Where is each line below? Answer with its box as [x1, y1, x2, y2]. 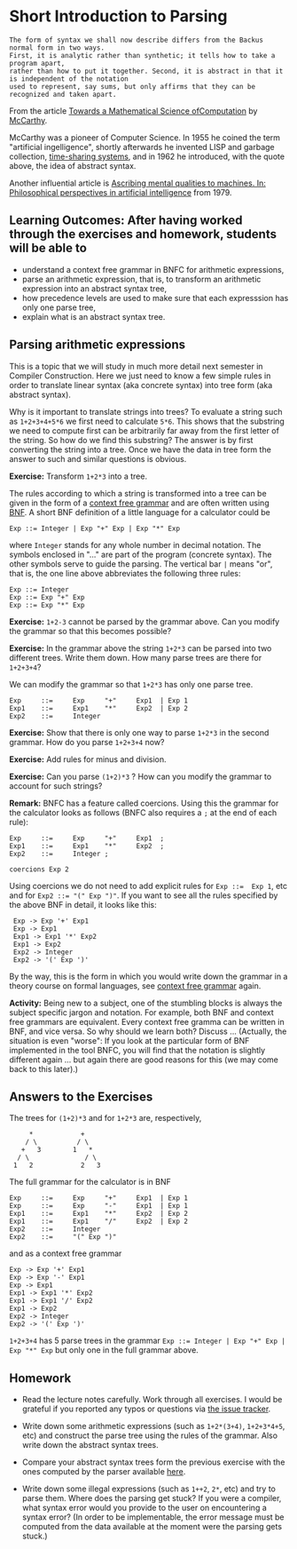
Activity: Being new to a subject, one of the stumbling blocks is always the [9, 997, 283, 1008]
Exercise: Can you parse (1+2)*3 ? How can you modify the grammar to [9, 771, 272, 782]
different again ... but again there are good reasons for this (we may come [9, 1054, 279, 1065]
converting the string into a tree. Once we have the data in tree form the [9, 444, 272, 455]
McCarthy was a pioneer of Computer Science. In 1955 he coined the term [9, 131, 281, 143]
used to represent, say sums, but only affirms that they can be [9, 82, 255, 91]
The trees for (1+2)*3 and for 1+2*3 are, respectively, [9, 1113, 202, 1124]
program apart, [9, 59, 66, 68]
